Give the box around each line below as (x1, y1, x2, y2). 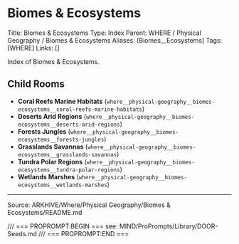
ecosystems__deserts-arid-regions (17, 121, 120, 128)
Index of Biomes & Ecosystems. (7, 57, 100, 65)
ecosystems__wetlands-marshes (17, 181, 108, 189)
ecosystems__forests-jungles (17, 136, 105, 143)
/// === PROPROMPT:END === (38, 229, 129, 238)
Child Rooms (7, 78, 65, 90)
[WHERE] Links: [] (7, 43, 60, 52)
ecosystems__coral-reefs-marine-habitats (17, 105, 142, 113)
